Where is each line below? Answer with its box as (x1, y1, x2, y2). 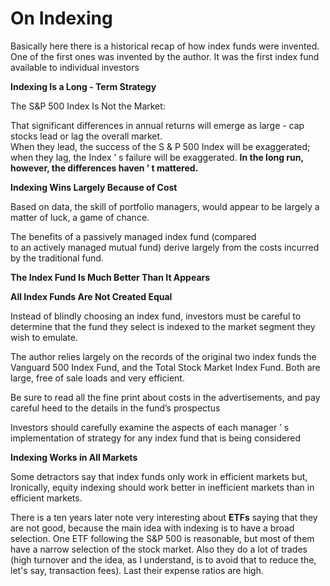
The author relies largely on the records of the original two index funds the (10, 350, 317, 362)
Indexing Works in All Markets (10, 451, 138, 463)
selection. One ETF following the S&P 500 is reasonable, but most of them (10, 532, 315, 544)
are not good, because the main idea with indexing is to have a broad (10, 522, 295, 534)
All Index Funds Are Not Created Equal (10, 290, 173, 302)
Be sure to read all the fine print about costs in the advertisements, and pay (10, 391, 321, 403)
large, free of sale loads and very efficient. (10, 372, 185, 384)
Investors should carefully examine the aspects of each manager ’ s (10, 421, 290, 433)
